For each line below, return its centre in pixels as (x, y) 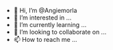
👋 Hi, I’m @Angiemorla (45, 10)
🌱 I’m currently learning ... (50, 25)
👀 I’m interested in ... (42, 18)
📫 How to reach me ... (45, 40)
